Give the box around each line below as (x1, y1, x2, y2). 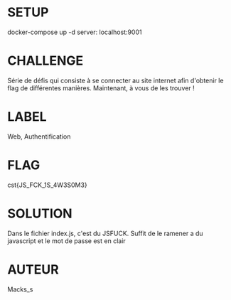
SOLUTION (7, 205, 72, 221)
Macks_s (7, 285, 33, 294)
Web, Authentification (7, 132, 71, 141)
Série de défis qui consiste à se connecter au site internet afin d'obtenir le (7, 76, 224, 85)
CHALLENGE (7, 53, 84, 69)
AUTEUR (7, 261, 59, 277)
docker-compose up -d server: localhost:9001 (7, 28, 142, 36)
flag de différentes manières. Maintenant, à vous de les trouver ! (7, 83, 195, 92)
